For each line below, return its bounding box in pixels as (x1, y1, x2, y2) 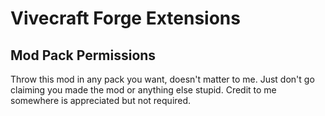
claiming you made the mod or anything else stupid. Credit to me (10, 84, 277, 96)
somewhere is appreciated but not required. (10, 95, 192, 106)
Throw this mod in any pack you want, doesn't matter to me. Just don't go (10, 73, 315, 85)
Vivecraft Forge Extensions (10, 7, 241, 30)
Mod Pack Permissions (10, 47, 157, 64)
